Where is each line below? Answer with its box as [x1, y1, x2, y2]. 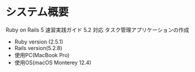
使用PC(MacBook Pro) [14, 51, 70, 58]
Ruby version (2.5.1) [14, 38, 64, 45]
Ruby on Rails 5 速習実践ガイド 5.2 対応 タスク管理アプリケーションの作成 [5, 26, 190, 33]
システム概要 [5, 5, 69, 19]
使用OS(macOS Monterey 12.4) [14, 59, 91, 66]
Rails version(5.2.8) [14, 44, 63, 51]
